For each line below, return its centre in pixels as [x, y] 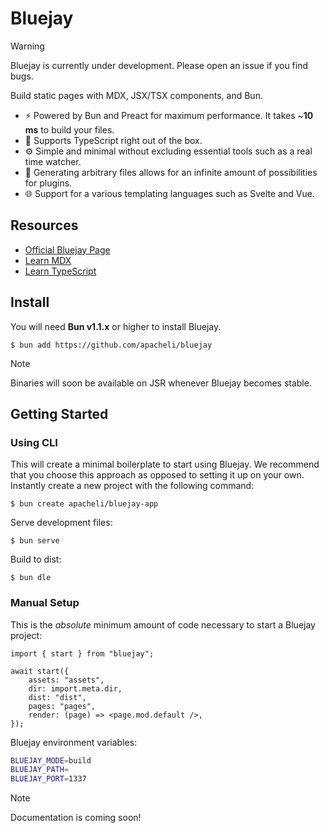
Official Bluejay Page [67, 249]
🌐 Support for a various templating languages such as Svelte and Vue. [169, 193]
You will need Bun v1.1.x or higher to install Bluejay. [116, 326]
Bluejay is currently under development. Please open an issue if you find [159, 65]
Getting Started [59, 413]
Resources [44, 225]
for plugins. [48, 183]
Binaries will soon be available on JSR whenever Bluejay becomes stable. [161, 383]
